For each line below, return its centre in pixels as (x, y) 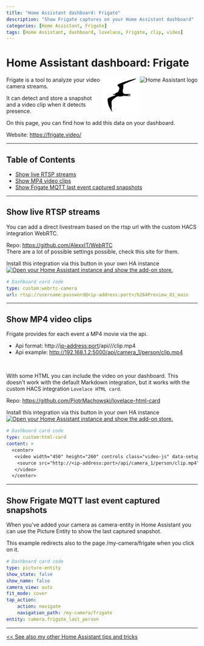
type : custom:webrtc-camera (42, 288)
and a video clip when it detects (46, 105)
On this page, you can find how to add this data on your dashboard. (91, 123)
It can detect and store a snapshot (49, 98)
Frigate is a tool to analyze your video (53, 80)
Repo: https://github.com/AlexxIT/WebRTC (59, 245)
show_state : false (29, 574)
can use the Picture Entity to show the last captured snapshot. (84, 531)
